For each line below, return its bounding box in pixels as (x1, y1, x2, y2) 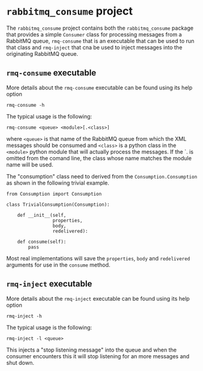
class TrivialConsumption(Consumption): (6, 202, 111, 208)
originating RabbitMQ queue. (6, 50, 78, 57)
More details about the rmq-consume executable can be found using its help (6, 84, 193, 91)
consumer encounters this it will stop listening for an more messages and (6, 352, 190, 359)
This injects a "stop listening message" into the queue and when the (6, 346, 177, 353)
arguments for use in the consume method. (6, 261, 111, 268)
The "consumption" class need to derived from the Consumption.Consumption (6, 172, 198, 180)
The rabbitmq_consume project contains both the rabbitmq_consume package (6, 24, 194, 32)
